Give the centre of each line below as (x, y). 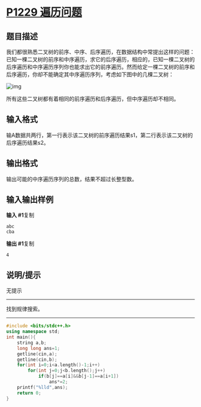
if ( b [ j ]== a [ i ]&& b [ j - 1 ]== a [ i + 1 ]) (78, 376)
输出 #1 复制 (20, 244)
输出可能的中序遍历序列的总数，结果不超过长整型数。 (72, 179)
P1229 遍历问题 (44, 12)
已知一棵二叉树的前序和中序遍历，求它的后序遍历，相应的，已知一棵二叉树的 (100, 59)
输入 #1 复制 (20, 215)
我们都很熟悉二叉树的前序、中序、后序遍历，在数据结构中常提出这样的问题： (100, 52)
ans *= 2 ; (58, 382)
